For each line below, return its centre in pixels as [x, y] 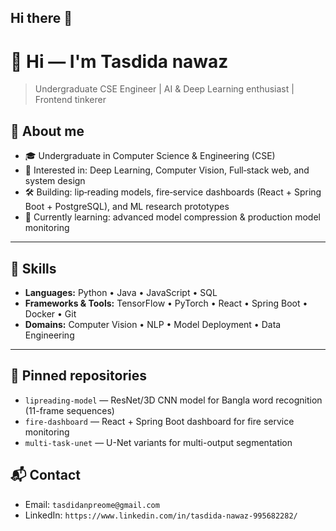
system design [55, 181]
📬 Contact [45, 475]
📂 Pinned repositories [79, 376]
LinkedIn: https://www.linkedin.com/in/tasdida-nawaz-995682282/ [161, 515]
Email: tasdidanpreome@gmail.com [92, 504]
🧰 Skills [33, 268]
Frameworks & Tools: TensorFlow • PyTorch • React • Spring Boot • [166, 303]
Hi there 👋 [41, 18]
